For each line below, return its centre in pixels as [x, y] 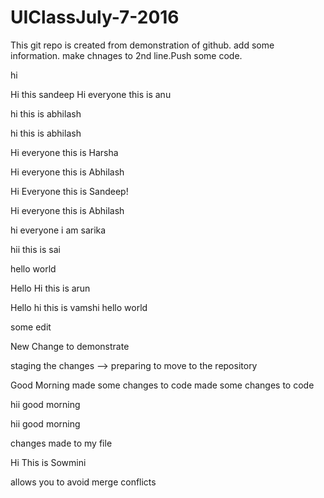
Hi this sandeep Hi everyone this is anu [91, 94]
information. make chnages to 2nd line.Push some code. [126, 55]
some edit [31, 327]
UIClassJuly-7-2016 [95, 17]
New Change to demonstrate [70, 346]
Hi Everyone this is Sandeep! [69, 191]
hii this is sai [35, 249]
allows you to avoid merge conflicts [83, 482]
